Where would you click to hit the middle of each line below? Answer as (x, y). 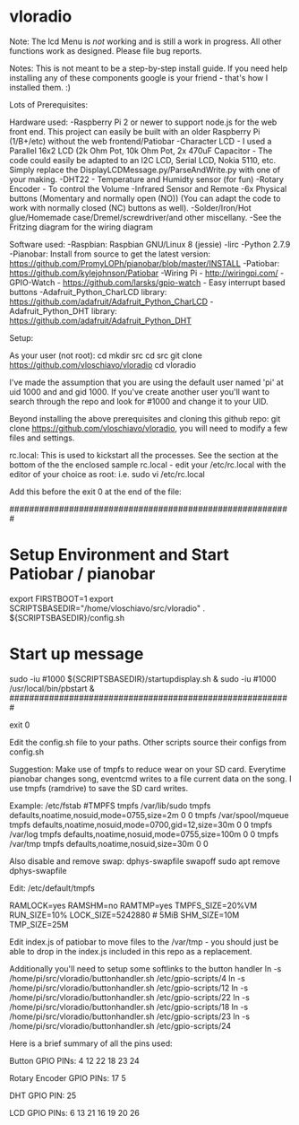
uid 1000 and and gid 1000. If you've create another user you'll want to (140, 391)
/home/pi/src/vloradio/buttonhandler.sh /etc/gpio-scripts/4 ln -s (128, 978)
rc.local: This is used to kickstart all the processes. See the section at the (144, 455)
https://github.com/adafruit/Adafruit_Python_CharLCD (109, 301)
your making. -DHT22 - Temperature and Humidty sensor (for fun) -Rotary (147, 179)
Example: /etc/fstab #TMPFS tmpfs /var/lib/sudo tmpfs (110, 806)
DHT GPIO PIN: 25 (43, 1095)
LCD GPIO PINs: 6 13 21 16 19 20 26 (75, 1112)
